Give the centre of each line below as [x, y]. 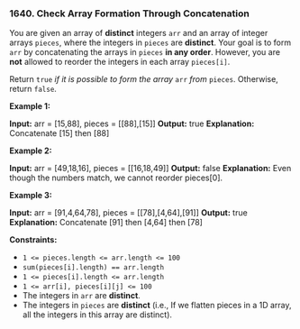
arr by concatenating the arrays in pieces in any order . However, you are [145, 52]
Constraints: [33, 240]
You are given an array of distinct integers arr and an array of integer [139, 33]
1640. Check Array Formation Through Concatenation [129, 14]
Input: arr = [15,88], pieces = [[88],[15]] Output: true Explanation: [132, 123]
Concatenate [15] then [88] [59, 133]
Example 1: [30, 106]
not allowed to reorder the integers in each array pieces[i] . [120, 62]
